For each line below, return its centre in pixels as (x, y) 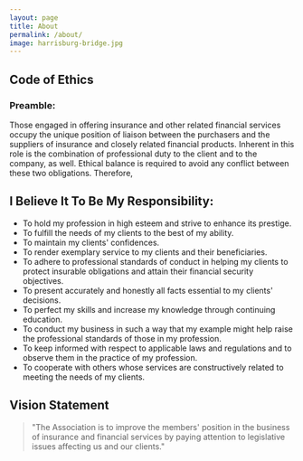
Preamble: (33, 105)
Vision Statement (59, 405)
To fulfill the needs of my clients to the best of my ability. (128, 232)
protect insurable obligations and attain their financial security (138, 271)
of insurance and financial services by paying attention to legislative (158, 437)
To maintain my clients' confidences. (91, 242)
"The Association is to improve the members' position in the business (161, 427)
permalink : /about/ (46, 34)
